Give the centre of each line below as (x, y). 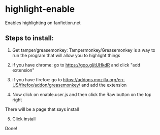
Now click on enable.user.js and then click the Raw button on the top (82, 94)
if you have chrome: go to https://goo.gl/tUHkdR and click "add (76, 65)
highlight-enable (40, 9)
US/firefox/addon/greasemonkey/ (46, 85)
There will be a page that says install (42, 109)
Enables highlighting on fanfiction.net (43, 23)
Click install (24, 119)
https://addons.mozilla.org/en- (94, 79)
